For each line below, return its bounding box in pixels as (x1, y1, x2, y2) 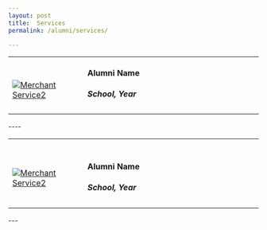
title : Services (8, 19, 66, 27)
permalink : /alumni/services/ (8, 26, 109, 34)
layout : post (8, 11, 52, 20)
